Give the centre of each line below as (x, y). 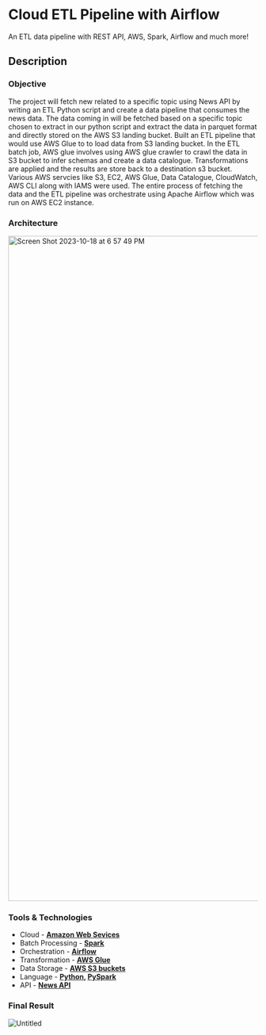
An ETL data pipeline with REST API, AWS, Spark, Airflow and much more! (129, 36)
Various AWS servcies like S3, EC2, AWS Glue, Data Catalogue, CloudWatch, (133, 177)
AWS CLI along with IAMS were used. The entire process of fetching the (125, 185)
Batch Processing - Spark (62, 943)
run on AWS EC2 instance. (51, 202)
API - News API (45, 985)
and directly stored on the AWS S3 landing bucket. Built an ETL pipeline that (132, 135)
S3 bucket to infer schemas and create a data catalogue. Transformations (128, 160)
